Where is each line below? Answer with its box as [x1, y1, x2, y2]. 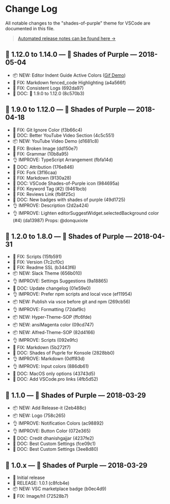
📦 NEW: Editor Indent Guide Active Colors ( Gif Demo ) [12, 72, 126, 78]
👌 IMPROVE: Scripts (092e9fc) [12, 337, 78, 343]
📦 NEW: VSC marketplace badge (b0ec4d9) [12, 486, 107, 492]
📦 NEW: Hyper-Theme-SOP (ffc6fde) [12, 314, 92, 320]
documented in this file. [5, 25, 55, 31]
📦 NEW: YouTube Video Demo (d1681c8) [12, 138, 99, 144]
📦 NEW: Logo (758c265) [12, 412, 66, 419]
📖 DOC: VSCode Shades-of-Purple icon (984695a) [12, 180, 120, 186]
